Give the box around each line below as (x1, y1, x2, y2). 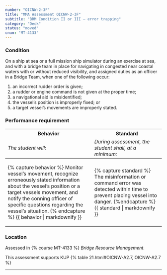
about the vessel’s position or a (7, 183, 81, 189)
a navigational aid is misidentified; (12, 94, 82, 100)
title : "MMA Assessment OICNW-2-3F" (5, 12, 81, 17)
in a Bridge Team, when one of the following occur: (5, 74, 110, 80)
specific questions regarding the (7, 201, 83, 208)
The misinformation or (94, 173, 146, 180)
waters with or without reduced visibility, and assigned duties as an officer (5, 69, 158, 75)
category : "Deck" (5, 21, 41, 26)
